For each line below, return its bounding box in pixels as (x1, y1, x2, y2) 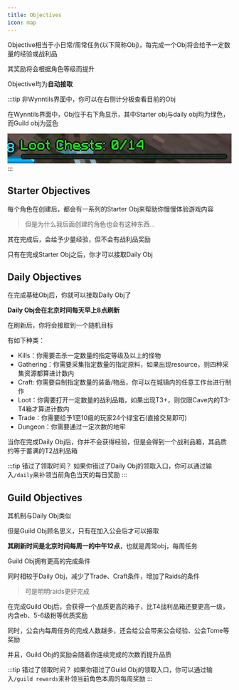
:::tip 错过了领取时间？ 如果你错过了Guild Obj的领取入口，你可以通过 (7, 666, 207, 674)
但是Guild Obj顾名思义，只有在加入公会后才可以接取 (7, 527, 159, 535)
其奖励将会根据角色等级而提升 (7, 64, 95, 73)
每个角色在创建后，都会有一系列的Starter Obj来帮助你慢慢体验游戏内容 (7, 204, 214, 213)
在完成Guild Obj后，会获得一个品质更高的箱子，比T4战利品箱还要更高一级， (7, 602, 229, 611)
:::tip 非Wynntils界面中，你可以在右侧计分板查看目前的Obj (7, 95, 176, 103)
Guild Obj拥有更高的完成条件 (7, 557, 91, 565)
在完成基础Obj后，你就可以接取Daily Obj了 (7, 291, 132, 299)
